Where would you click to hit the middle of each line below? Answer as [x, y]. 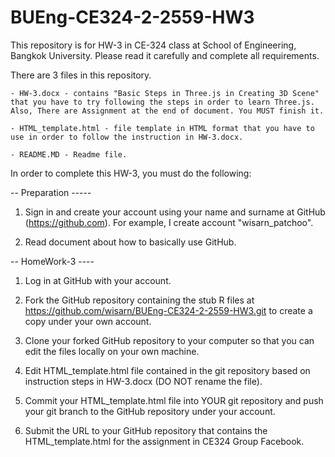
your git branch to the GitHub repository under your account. [150, 411]
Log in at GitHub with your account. [98, 280]
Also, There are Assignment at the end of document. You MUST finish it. [167, 111]
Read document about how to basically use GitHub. [130, 242]
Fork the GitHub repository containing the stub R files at [139, 300]
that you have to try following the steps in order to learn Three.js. [162, 102]
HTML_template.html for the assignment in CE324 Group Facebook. [164, 441]
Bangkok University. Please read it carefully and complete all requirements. [165, 55]
